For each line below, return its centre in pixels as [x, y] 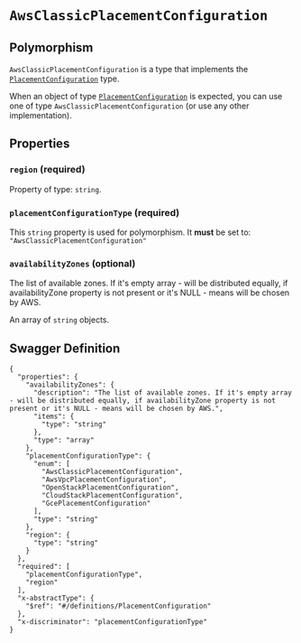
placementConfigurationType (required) [95, 212]
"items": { [54, 417]
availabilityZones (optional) [73, 263]
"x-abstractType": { [56, 599]
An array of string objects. [59, 320]
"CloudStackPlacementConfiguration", [112, 496]
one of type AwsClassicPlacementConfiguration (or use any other [129, 106]
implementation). [41, 115]
